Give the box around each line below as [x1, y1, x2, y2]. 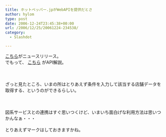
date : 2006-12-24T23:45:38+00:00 [5, 21, 74, 26]
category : [5, 30, 26, 35]
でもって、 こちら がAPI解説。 [5, 59, 66, 65]
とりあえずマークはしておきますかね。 [5, 127, 83, 133]
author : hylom [5, 12, 35, 17]
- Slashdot [9, 35, 32, 40]
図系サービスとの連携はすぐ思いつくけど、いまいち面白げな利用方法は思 [5, 109, 153, 115]
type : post [5, 16, 28, 21]
